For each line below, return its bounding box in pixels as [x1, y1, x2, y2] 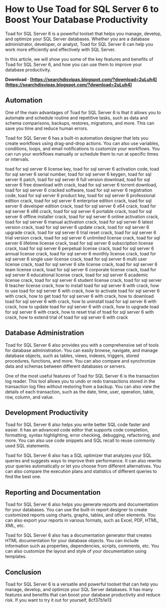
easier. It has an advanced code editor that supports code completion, [5, 427, 149, 433]
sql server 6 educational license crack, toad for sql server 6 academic [5, 272, 149, 278]
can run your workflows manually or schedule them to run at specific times [5, 151, 159, 157]
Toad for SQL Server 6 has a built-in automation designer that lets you [5, 135, 149, 141]
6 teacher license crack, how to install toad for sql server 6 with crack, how [5, 282, 160, 288]
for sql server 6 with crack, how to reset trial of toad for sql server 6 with [5, 309, 154, 315]
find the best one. [5, 474, 41, 480]
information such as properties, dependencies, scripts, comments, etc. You [5, 543, 159, 549]
